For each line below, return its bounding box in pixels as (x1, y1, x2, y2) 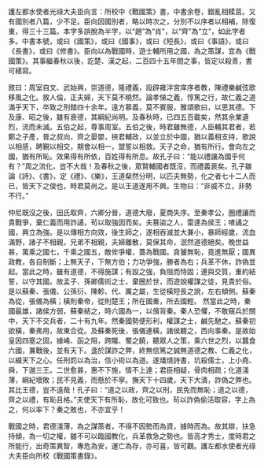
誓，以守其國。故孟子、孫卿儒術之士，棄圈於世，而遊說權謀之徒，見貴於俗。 (8, 277, 256, 286)
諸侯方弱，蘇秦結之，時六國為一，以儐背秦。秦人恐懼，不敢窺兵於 (35, 306, 249, 315)
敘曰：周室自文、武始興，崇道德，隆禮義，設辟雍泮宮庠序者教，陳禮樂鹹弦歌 (8, 83, 256, 92)
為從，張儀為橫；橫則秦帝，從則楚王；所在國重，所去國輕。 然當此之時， (8, 296, 244, 306)
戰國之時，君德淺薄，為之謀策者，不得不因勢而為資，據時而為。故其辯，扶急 (8, 422, 256, 431)
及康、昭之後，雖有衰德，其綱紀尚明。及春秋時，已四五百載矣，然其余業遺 (8, 113, 249, 121)
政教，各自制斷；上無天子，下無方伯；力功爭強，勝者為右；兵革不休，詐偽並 (8, 257, 256, 266)
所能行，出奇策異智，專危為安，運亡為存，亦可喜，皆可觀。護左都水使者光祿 (8, 441, 256, 451)
